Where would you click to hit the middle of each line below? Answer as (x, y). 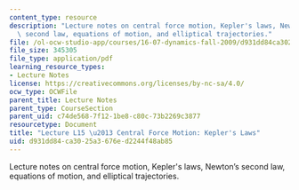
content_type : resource (53, 17)
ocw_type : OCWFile (43, 91)
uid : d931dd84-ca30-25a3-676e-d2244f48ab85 (91, 141)
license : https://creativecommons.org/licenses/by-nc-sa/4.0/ (127, 83)
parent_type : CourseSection (61, 108)
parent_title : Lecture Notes (63, 100)
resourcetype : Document (53, 125)
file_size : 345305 (43, 51)
